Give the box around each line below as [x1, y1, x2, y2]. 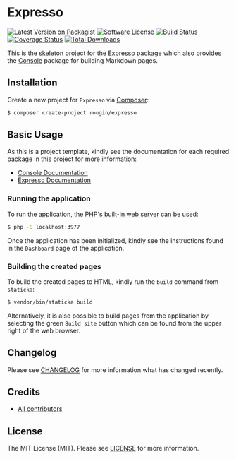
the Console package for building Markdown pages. [7, 56, 159, 64]
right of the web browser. [7, 326, 81, 335]
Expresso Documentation [17, 176, 92, 184]
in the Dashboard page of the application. [7, 244, 125, 252]
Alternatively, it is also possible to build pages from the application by [7, 311, 209, 320]
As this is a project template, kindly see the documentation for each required [7, 148, 230, 156]
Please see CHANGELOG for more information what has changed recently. [7, 365, 223, 374]
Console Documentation [17, 169, 88, 177]
